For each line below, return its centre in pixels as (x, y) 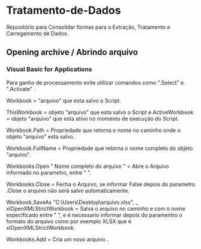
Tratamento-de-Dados (64, 10)
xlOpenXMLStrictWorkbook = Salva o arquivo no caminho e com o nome (96, 208)
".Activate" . (21, 89)
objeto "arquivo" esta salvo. (40, 136)
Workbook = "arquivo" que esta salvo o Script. (64, 100)
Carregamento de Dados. (37, 33)
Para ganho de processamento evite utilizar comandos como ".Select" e (95, 82)
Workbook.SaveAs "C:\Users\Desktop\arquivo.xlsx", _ (72, 202)
